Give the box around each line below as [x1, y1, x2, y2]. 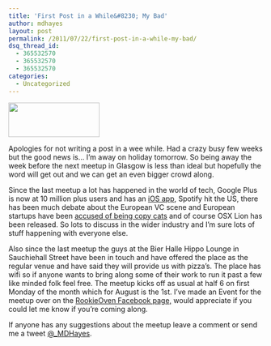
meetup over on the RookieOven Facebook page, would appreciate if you [8, 295, 252, 305]
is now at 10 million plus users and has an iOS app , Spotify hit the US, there [8, 194, 259, 203]
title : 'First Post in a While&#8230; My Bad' [8, 11, 168, 20]
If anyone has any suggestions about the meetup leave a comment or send [8, 319, 257, 329]
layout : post [8, 27, 53, 35]
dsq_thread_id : [8, 42, 60, 50]
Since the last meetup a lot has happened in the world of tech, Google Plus [8, 185, 257, 194]
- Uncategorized [15, 79, 70, 88]
